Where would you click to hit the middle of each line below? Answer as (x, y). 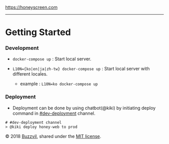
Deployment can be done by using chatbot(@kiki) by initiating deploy (84, 108)
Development (22, 48)
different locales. (30, 74)
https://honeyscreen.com (31, 7)
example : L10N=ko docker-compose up (59, 84)
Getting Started (38, 32)
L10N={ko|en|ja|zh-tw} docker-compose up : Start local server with (81, 69)
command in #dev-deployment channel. (54, 113)
